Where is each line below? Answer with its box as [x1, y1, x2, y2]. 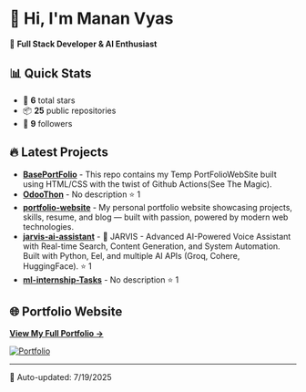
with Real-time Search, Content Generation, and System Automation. [22, 241, 280, 252]
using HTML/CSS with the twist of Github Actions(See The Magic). [22, 178, 272, 190]
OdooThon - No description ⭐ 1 [22, 189, 141, 200]
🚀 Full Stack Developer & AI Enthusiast [9, 38, 158, 49]
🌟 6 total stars [22, 95, 76, 106]
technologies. [22, 221, 75, 232]
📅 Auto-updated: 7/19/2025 [9, 372, 112, 383]
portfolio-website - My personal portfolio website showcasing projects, [22, 201, 293, 212]
